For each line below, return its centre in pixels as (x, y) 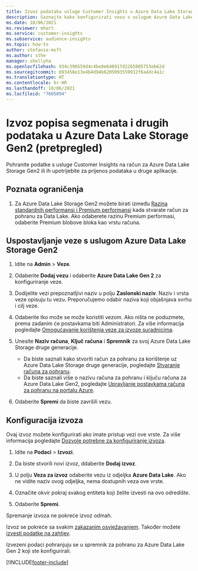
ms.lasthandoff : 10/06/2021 (41, 88)
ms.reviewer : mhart (30, 28)
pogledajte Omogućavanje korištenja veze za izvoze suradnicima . (94, 330)
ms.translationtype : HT (35, 77)
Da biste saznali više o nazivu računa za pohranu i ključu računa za (105, 378)
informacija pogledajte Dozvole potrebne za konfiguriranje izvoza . (86, 441)
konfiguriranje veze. (39, 282)
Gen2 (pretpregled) (55, 148)
